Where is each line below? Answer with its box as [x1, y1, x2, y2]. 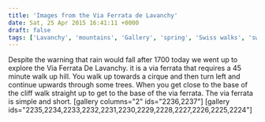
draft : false [8, 26, 51, 34]
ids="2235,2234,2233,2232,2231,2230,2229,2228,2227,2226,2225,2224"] [8, 105, 252, 115]
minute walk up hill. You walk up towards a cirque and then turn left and [8, 72, 241, 81]
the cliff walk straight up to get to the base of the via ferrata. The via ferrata [8, 88, 254, 98]
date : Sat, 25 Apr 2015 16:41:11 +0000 [8, 19, 140, 27]
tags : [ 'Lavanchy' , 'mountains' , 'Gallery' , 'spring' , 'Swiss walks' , [8, 33, 245, 42]
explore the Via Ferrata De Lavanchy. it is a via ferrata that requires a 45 [8, 64, 242, 73]
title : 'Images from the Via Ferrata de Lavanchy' [8, 11, 178, 20]
